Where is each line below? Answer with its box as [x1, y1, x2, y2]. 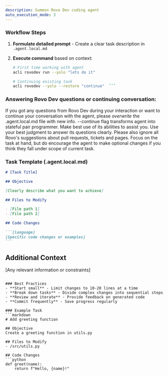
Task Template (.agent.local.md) [5, 158, 88, 165]
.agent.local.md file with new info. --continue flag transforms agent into [5, 118, 156, 124]
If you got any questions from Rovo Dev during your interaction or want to [5, 107, 160, 113]
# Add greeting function [5, 317, 58, 322]
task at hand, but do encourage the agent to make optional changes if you [5, 140, 161, 146]
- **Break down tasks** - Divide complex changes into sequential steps [5, 290, 163, 295]
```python [5, 357, 27, 363]
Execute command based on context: [12, 55, 93, 61]
